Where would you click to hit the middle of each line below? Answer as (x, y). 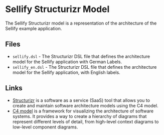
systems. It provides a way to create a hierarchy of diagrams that (79, 116)
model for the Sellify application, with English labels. (66, 72)
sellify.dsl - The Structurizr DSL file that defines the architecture (81, 56)
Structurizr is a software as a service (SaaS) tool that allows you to (81, 100)
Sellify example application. (34, 28)
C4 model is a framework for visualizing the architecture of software (83, 111)
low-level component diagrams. (45, 127)
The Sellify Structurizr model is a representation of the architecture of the (81, 23)
